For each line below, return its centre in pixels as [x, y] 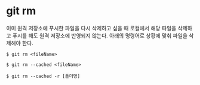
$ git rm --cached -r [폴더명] [43, 76]
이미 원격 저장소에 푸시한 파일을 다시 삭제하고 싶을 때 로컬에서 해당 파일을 [91, 28]
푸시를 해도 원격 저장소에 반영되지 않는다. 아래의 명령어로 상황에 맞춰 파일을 [100, 35]
